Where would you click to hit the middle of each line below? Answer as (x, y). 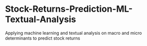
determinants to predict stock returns (43, 38)
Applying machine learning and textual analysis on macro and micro (73, 33)
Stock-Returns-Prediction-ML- (69, 9)
